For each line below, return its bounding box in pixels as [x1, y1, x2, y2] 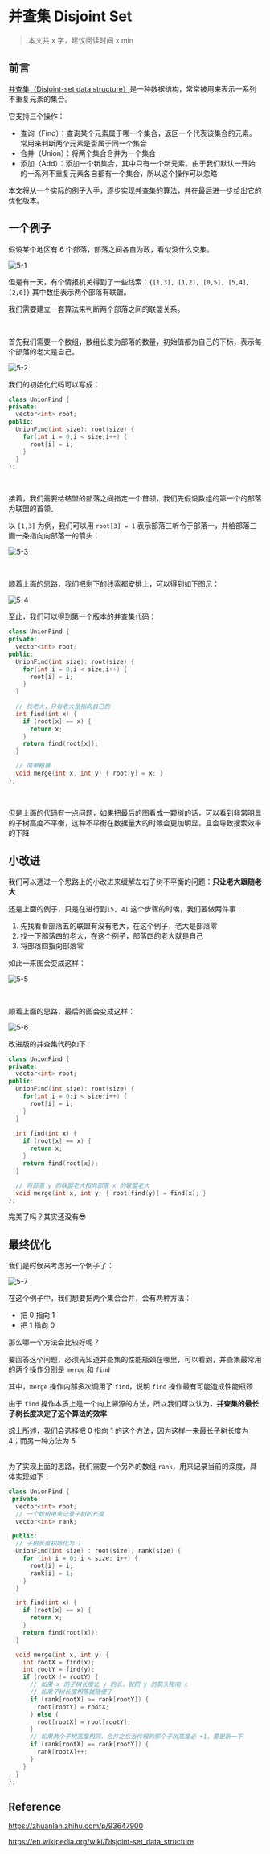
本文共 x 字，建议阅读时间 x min [27, 35, 134, 45]
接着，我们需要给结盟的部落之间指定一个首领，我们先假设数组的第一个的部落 [8, 493, 262, 503]
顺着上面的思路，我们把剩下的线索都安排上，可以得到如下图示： [8, 579, 219, 589]
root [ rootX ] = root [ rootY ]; [37, 1717, 131, 1726]
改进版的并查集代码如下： [8, 1038, 93, 1049]
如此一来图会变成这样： [8, 958, 86, 968]
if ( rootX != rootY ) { [22, 1673, 99, 1681]
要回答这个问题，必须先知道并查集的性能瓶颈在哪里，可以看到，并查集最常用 [8, 1355, 262, 1365]
